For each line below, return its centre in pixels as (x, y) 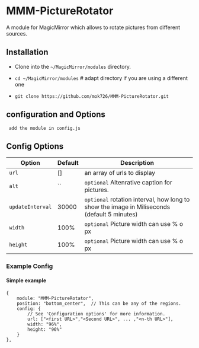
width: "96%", (45, 324)
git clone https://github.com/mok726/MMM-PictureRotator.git (92, 96)
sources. (17, 33)
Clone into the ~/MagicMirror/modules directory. (73, 66)
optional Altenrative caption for (129, 183)
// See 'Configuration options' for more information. (97, 314)
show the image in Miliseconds (127, 207)
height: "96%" (45, 329)
